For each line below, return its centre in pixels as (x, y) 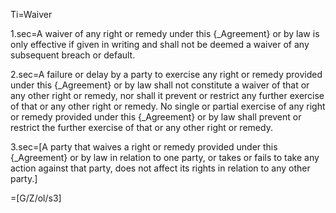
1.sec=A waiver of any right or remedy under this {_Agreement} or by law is (165, 33)
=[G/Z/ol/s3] (36, 198)
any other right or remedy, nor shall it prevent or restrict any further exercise (167, 95)
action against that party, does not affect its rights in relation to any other (160, 168)
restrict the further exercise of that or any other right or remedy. (141, 127)
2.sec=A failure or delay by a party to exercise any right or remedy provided (166, 74)
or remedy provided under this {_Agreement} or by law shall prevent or (156, 117)
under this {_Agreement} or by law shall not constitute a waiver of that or (160, 85)
